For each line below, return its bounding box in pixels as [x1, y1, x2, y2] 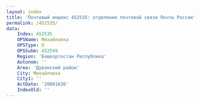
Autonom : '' [17, 59, 47, 65]
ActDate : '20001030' [17, 82, 69, 88]
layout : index [6, 8, 42, 15]
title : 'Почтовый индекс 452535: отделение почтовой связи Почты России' [6, 14, 196, 20]
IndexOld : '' [17, 87, 50, 93]
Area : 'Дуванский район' [17, 64, 80, 71]
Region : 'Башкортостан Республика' [17, 53, 107, 59]
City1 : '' [17, 76, 42, 82]
